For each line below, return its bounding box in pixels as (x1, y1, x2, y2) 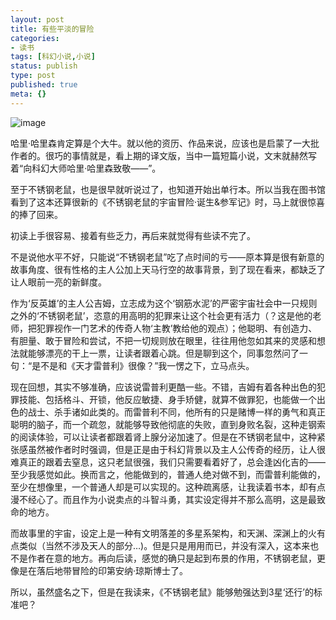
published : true (10, 80, 78, 90)
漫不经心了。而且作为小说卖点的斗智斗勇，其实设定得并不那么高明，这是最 (10, 493, 317, 505)
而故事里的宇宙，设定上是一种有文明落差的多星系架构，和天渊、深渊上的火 (10, 527, 317, 539)
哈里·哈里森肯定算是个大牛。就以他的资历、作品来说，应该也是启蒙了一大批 (10, 137, 320, 149)
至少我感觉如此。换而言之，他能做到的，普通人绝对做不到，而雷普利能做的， (10, 468, 326, 480)
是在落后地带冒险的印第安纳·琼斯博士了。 (18, 564, 189, 576)
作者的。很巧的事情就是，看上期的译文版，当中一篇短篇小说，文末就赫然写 (10, 149, 317, 161)
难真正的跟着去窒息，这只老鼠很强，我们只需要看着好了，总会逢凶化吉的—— (10, 456, 326, 468)
